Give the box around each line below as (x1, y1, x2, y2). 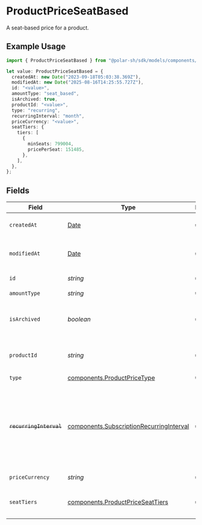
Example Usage (6, 41, 66, 52)
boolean (67, 315, 91, 324)
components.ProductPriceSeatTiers (67, 498, 168, 506)
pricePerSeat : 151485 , (28, 146, 85, 153)
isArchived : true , (11, 96, 58, 102)
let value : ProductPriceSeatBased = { (6, 68, 103, 74)
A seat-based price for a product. (6, 24, 89, 31)
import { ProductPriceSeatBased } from (6, 57, 106, 64)
